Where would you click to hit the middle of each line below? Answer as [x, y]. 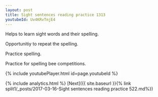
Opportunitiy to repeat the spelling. [42, 44]
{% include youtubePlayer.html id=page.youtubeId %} [62, 74]
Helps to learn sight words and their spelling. [52, 34]
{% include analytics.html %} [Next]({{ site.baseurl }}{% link [68, 83]
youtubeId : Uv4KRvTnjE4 [30, 19]
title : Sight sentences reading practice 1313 [55, 15]
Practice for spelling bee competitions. [46, 64]
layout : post [19, 10]
